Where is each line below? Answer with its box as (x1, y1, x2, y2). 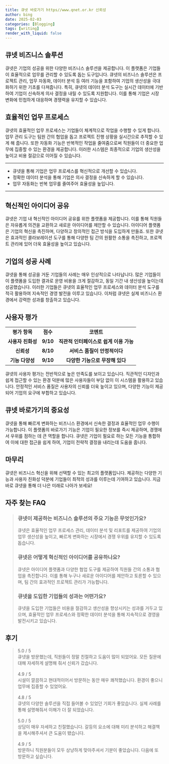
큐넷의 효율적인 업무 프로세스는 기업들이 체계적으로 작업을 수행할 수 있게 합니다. (5, 127, 161, 133)
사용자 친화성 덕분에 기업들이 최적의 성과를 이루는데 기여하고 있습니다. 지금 (14, 476, 161, 482)
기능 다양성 (10, 357, 35, 364)
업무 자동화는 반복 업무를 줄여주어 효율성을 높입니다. (12, 180, 115, 187)
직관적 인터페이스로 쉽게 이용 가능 (58, 338, 134, 345)
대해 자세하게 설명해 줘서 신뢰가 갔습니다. (17, 660, 99, 666)
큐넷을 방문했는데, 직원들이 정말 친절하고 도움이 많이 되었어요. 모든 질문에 (17, 653, 161, 660)
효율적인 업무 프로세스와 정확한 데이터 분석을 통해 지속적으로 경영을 (28, 611, 160, 617)
